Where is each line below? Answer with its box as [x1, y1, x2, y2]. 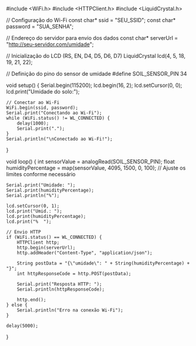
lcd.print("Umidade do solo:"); [6, 88, 80, 95]
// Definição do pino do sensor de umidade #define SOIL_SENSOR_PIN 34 [6, 70, 187, 77]
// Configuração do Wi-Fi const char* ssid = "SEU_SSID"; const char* [6, 17, 176, 23]
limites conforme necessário [6, 171, 76, 177]
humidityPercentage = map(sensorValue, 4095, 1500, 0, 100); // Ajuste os [6, 164, 186, 172]
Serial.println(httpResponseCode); [17, 286, 105, 292]
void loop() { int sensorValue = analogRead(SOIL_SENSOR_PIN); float [6, 158, 175, 165]
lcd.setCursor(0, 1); [6, 203, 60, 209]
